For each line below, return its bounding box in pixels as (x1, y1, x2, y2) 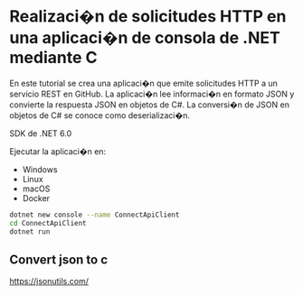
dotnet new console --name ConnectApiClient (9, 210, 180, 219)
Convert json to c (9, 252, 109, 267)
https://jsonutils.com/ (9, 276, 89, 287)
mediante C (9, 48, 98, 68)
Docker (22, 192, 51, 203)
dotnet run (9, 226, 51, 236)
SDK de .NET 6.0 (9, 127, 72, 139)
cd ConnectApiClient (9, 218, 88, 227)
